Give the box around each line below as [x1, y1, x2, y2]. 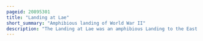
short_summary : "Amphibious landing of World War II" [6, 20, 146, 26]
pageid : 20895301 [6, 8, 51, 15]
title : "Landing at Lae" [6, 14, 69, 20]
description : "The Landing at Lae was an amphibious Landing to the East [6, 25, 198, 32]
